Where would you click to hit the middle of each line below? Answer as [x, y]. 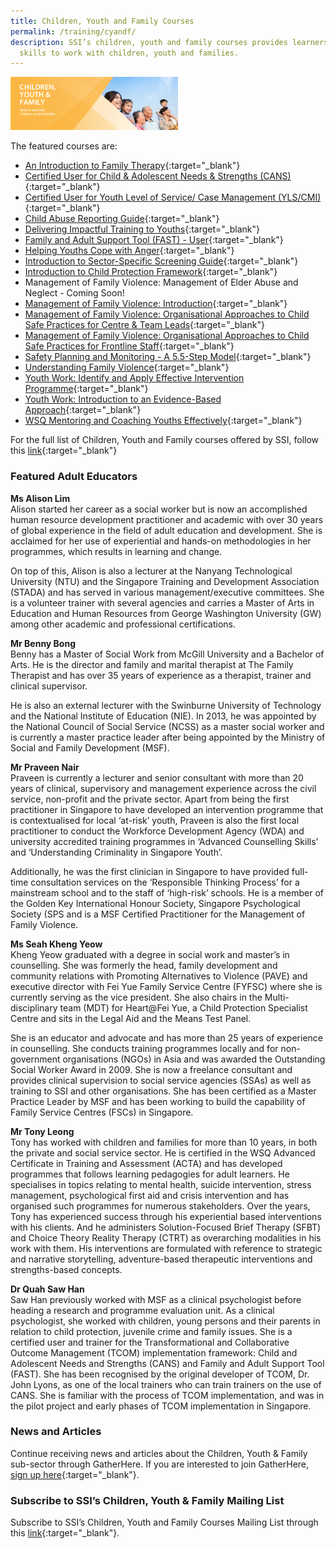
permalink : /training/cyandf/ [73, 31]
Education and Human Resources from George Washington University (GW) [166, 613]
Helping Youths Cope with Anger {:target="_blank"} [129, 251]
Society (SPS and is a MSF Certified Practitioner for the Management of [158, 914]
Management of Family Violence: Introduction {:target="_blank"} [156, 304]
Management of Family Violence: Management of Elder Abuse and [161, 282]
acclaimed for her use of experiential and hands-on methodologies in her [161, 541]
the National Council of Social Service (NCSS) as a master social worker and [167, 726]
